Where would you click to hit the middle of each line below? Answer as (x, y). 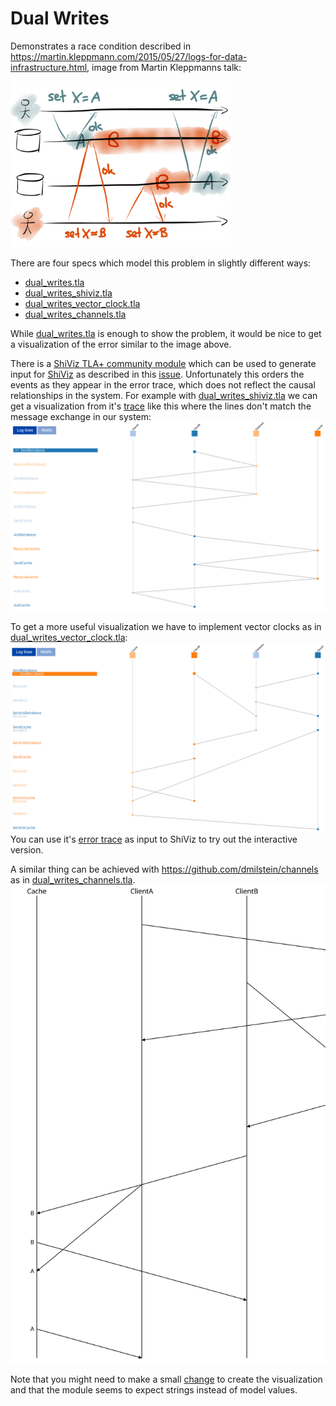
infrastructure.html (49, 67)
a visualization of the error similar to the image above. (121, 344)
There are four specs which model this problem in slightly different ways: (161, 263)
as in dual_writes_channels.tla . (73, 879)
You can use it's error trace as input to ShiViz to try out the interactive (154, 839)
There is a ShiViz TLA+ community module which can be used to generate (163, 363)
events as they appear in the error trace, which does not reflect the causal (163, 384)
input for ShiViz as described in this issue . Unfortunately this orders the (157, 374)
